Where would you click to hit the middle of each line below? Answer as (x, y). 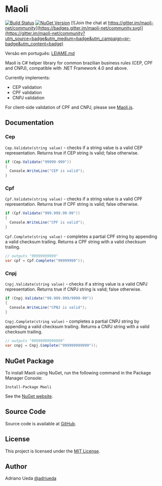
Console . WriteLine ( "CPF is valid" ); (47, 223)
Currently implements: (28, 77)
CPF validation (27, 92)
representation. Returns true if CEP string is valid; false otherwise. (72, 153)
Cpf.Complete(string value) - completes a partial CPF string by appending (81, 236)
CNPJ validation (28, 98)
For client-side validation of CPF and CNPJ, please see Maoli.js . (69, 107)
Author (16, 467)
